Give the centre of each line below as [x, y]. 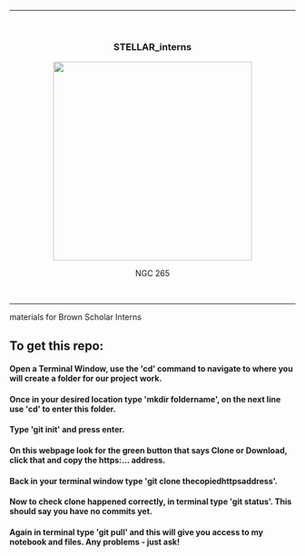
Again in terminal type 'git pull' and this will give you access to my [136, 531]
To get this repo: [57, 346]
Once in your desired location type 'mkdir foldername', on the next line [145, 399]
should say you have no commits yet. [81, 511]
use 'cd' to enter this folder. [63, 409]
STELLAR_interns [152, 46]
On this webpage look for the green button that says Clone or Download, [148, 451]
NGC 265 [152, 273]
